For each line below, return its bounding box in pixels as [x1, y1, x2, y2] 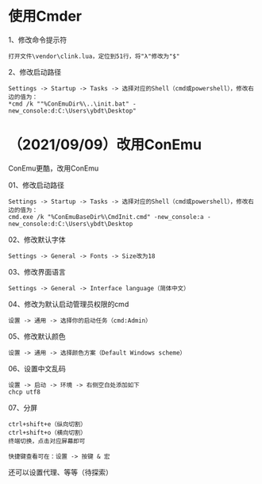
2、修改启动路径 [8, 67, 62, 76]
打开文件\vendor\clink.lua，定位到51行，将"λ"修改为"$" [8, 52, 180, 60]
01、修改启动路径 [8, 180, 65, 190]
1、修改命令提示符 [8, 35, 67, 44]
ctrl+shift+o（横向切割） [8, 428, 87, 436]
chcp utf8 [8, 388, 41, 396]
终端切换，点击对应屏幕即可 [8, 437, 86, 445]
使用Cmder [8, 7, 82, 25]
